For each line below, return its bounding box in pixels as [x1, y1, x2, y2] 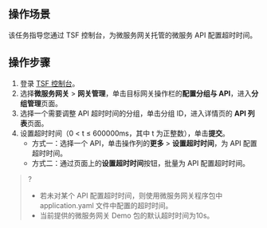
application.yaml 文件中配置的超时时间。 [39, 200, 173, 210]
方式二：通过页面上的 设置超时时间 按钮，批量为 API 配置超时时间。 [31, 158, 249, 167]
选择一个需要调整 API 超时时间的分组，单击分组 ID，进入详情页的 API [19, 108, 247, 118]
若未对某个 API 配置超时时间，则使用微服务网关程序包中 [39, 191, 223, 200]
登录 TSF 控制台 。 [19, 78, 80, 88]
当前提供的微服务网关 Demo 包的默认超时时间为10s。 [39, 210, 214, 220]
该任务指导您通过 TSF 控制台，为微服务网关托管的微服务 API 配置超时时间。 [8, 30, 257, 40]
